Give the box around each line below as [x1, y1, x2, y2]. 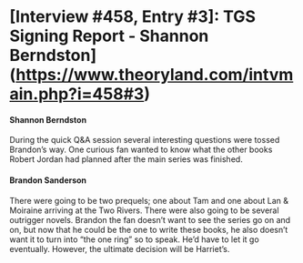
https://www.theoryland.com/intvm [15, 65, 294, 86]
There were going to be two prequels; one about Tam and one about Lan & [9, 195, 289, 206]
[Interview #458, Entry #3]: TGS [9, 6, 257, 27]
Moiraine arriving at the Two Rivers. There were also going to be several [9, 205, 279, 216]
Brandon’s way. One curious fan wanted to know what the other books [9, 144, 273, 156]
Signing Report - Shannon [9, 25, 209, 46]
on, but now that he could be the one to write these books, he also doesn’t [9, 224, 288, 235]
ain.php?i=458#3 [9, 84, 145, 105]
